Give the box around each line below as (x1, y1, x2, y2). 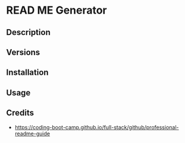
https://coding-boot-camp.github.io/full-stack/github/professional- (14, 123, 179, 131)
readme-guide (14, 130, 51, 137)
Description (6, 27, 51, 37)
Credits (6, 108, 35, 118)
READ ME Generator (6, 4, 107, 17)
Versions (6, 47, 40, 57)
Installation (6, 68, 49, 78)
